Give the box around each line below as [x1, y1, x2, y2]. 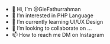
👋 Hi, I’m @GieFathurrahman [11, 6, 81, 12]
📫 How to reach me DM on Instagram [11, 32, 105, 38]
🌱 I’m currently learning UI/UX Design [11, 18, 103, 25]
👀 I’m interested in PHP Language [11, 12, 93, 19]
